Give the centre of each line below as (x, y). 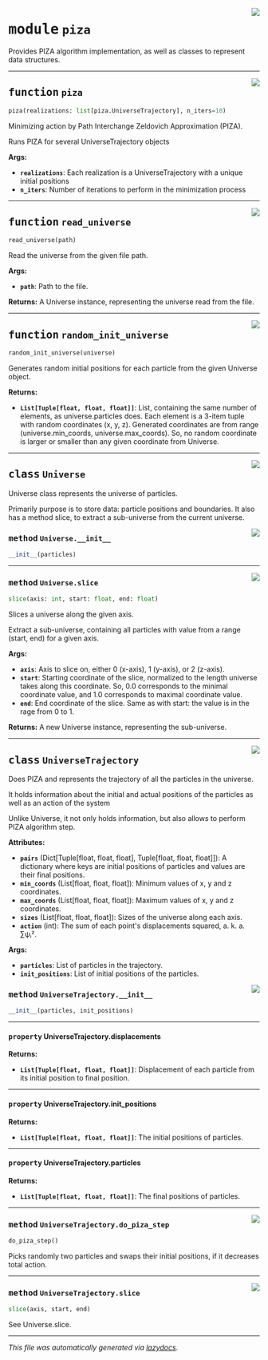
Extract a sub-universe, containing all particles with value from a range (124, 630)
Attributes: (27, 842)
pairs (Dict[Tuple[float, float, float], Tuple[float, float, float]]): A (123, 858)
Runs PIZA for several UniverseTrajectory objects (89, 141)
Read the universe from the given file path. (79, 256)
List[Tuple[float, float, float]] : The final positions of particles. (130, 1196)
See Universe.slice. (40, 1325)
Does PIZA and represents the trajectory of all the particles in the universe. (131, 779)
